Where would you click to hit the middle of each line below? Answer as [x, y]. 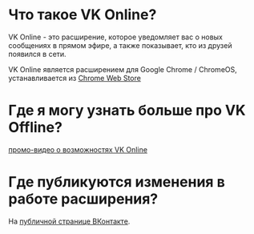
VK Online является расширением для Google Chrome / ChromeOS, [123, 69]
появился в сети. [37, 54]
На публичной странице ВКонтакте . [69, 221]
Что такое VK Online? [83, 15]
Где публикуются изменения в [117, 182]
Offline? [35, 128]
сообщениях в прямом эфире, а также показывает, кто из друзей [120, 45]
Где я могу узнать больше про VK [127, 111]
